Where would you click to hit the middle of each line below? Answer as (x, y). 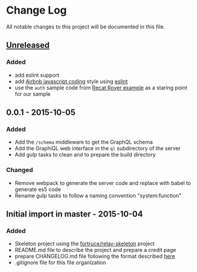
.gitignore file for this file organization (60, 263)
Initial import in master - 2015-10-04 (75, 214)
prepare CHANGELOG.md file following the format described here (95, 256)
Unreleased (28, 45)
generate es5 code (38, 189)
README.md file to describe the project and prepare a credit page (95, 250)
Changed (20, 170)
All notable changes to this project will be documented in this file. (86, 27)
